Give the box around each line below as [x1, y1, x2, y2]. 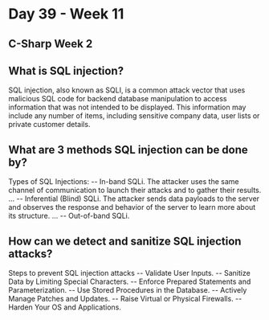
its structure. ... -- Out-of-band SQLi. [8, 211, 130, 221]
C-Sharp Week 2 [8, 37, 93, 51]
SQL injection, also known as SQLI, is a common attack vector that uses [8, 85, 246, 95]
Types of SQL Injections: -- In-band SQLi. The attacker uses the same [8, 177, 239, 187]
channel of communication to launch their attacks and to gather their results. [8, 186, 262, 195]
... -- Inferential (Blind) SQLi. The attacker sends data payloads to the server [8, 194, 259, 203]
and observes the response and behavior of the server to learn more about [8, 203, 256, 212]
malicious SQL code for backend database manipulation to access [8, 94, 227, 104]
